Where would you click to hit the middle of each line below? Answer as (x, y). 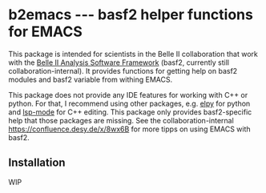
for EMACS (45, 32)
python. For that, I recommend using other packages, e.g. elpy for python (129, 103)
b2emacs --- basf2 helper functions (131, 15)
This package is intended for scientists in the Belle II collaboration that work (133, 54)
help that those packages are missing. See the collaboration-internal (121, 120)
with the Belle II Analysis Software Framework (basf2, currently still (119, 62)
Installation (37, 163)
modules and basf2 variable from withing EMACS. (91, 79)
